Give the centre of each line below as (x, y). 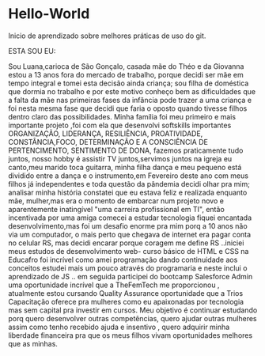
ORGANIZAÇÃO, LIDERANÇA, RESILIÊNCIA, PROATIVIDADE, (106, 133)
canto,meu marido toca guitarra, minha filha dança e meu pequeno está (125, 167)
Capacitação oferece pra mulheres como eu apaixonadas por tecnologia (126, 301)
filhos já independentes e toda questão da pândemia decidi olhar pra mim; (129, 184)
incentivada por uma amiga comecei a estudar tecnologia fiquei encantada (130, 218)
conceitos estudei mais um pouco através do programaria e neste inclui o (128, 268)
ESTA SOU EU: (32, 51)
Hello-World (49, 14)
